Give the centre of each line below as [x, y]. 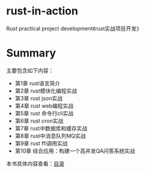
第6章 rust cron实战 [39, 121]
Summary [31, 53]
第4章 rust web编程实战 [44, 106]
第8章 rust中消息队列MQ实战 [50, 136]
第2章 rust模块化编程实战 [46, 91]
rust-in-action [42, 11]
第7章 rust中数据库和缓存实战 [51, 128]
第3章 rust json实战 [39, 98]
